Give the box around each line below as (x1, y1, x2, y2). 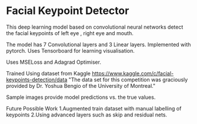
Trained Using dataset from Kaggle (6, 70, 91, 77)
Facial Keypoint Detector (6, 4, 129, 18)
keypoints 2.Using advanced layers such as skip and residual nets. (6, 111, 168, 118)
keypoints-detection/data (6, 76, 68, 83)
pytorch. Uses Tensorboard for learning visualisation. (6, 47, 135, 54)
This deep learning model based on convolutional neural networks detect (6, 23, 183, 30)
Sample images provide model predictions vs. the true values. (6, 94, 156, 101)
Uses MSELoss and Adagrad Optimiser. (6, 58, 102, 66)
